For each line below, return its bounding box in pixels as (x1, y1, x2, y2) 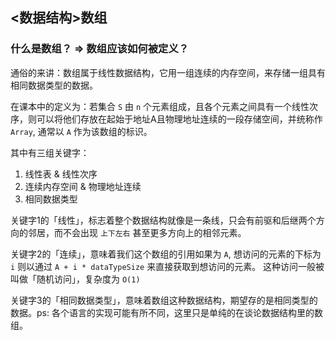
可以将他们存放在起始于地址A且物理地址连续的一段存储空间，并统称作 (36, 113, 323, 125)
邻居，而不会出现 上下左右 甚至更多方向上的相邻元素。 (27, 226, 247, 238)
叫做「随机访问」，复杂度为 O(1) (10, 273, 141, 285)
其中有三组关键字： (10, 146, 90, 158)
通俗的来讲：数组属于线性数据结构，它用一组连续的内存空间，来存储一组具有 (10, 66, 326, 78)
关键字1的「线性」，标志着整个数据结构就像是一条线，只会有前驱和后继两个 (10, 214, 317, 226)
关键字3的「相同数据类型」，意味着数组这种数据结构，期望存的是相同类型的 (10, 294, 318, 306)
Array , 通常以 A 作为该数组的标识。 (10, 125, 153, 137)
